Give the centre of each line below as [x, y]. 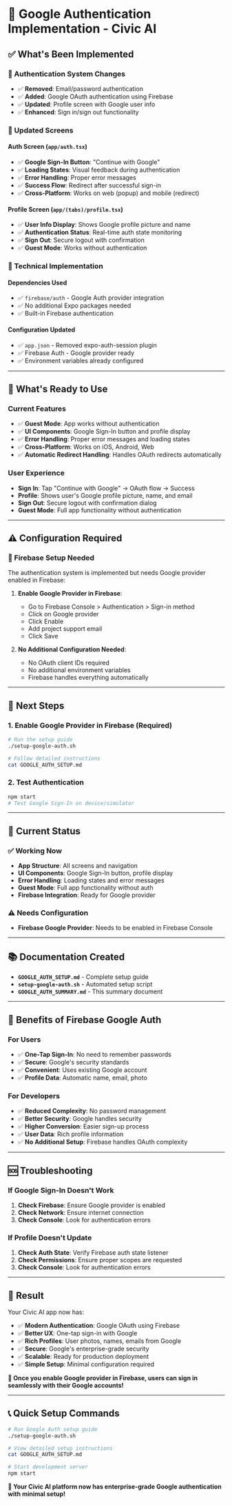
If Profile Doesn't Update [50, 1238]
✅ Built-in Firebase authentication [66, 314]
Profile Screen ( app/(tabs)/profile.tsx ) [65, 209]
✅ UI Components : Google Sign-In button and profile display [104, 432]
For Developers [34, 1095]
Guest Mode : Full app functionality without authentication [99, 510]
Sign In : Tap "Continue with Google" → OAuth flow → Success [106, 488]
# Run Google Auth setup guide [53, 1429]
